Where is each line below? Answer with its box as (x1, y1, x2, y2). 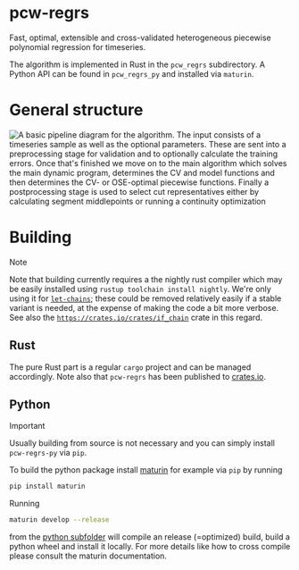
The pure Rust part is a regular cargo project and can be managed (9, 361, 252, 373)
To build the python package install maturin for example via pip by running (9, 465, 283, 475)
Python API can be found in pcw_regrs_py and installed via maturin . (9, 68, 254, 79)
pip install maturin (9, 482, 87, 491)
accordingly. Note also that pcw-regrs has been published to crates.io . (9, 371, 266, 381)
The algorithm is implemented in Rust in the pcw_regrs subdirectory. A (9, 59, 266, 70)
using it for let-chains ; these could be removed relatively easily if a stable (9, 293, 282, 304)
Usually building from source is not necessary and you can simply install (9, 438, 275, 448)
